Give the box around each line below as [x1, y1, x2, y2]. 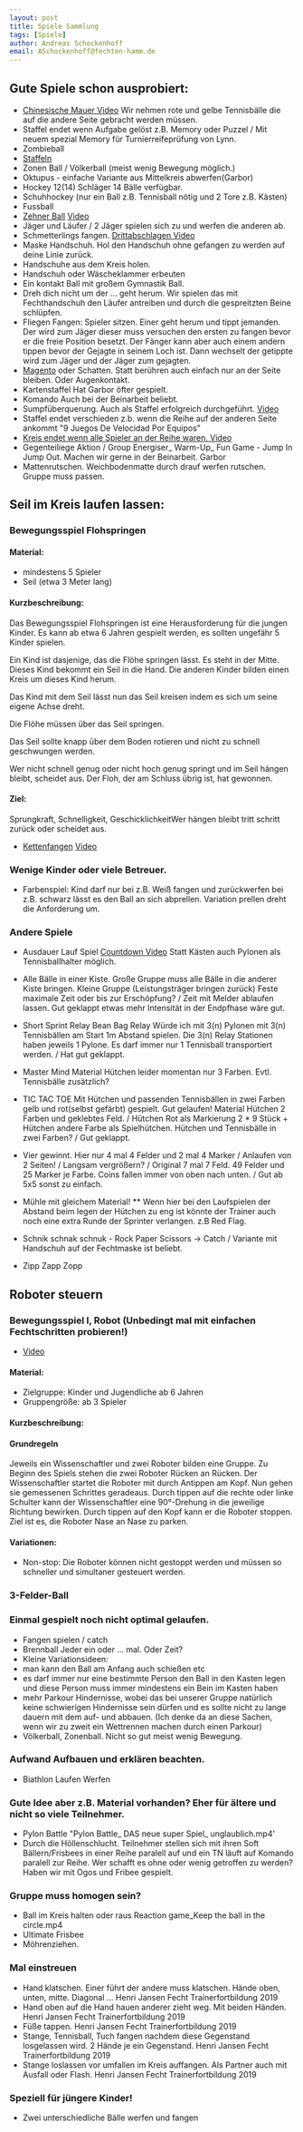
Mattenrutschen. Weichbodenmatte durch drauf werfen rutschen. [22, 461, 267, 472]
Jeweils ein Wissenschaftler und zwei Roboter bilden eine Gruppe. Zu [9, 1458, 269, 1469]
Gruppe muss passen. [22, 471, 106, 482]
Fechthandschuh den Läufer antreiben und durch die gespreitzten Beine [22, 297, 291, 308]
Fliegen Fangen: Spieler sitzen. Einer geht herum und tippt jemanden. [22, 316, 281, 327]
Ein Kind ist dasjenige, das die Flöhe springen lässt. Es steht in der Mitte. [9, 654, 280, 665]
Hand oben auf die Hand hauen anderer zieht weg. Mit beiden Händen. [22, 2001, 287, 2012]
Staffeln [22, 152, 52, 163]
